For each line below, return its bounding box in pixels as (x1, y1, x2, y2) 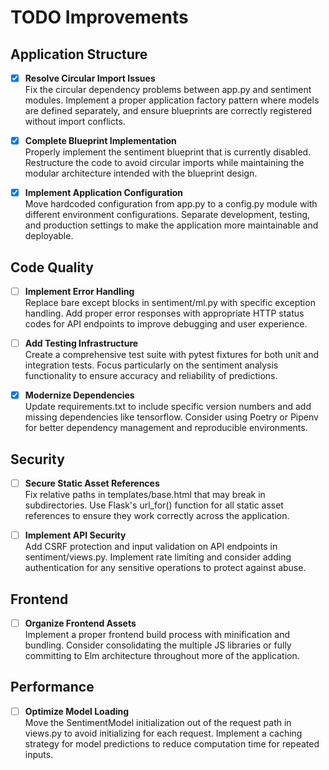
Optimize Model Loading (24, 705, 130, 717)
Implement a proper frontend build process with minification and (24, 629, 291, 640)
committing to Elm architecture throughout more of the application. (24, 650, 300, 661)
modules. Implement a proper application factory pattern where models (24, 94, 320, 106)
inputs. (24, 748, 54, 760)
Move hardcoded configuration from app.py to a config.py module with (24, 198, 318, 210)
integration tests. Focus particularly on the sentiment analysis (24, 359, 279, 371)
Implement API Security (24, 529, 127, 541)
